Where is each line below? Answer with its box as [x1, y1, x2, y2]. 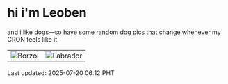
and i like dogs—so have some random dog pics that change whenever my [7, 28, 221, 36]
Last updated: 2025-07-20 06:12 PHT [7, 68, 115, 77]
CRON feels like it [7, 35, 58, 43]
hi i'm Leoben [7, 5, 87, 21]
